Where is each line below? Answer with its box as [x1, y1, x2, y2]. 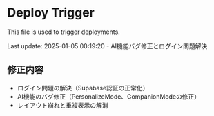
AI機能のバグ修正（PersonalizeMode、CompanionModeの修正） [17, 92, 201, 101]
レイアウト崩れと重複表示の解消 [17, 101, 108, 109]
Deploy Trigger [7, 5, 95, 21]
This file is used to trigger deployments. [7, 28, 121, 36]
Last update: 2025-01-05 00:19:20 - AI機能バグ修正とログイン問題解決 [7, 41, 208, 50]
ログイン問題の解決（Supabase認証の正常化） [17, 84, 149, 92]
